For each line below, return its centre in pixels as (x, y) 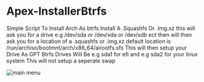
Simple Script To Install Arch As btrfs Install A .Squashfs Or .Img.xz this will (101, 28)
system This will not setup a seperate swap (61, 61)
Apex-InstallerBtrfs (57, 11)
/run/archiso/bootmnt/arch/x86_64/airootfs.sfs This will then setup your (96, 48)
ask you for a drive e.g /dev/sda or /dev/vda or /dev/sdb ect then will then (99, 34)
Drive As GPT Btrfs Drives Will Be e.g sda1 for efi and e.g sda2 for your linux (102, 54)
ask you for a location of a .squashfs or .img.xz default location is (89, 41)
